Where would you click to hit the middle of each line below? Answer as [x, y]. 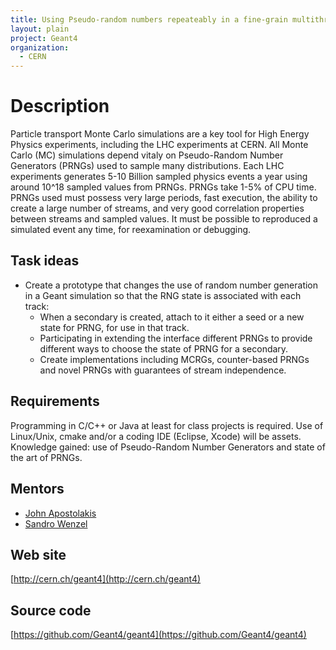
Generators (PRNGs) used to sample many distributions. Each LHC [147, 166]
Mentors [37, 489]
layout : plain [40, 29]
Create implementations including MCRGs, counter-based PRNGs [174, 359]
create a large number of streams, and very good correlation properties [157, 208]
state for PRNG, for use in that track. [114, 327]
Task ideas [45, 261]
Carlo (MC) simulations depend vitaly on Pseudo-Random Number [147, 155]
